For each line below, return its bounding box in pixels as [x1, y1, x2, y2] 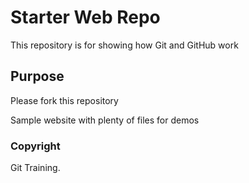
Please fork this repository [10, 94, 119, 106]
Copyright [10, 139, 61, 153]
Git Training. [10, 162, 61, 174]
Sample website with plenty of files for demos [10, 114, 200, 126]
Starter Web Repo [10, 6, 161, 29]
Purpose [10, 68, 65, 85]
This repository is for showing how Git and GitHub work [10, 39, 239, 51]
